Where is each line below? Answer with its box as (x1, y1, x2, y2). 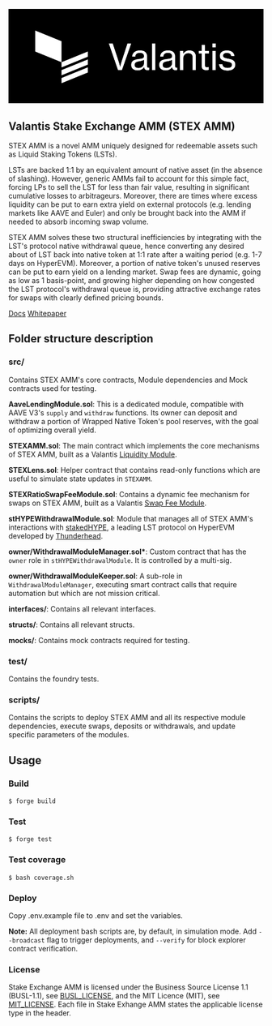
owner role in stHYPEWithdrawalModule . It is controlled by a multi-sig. (8, 555, 232, 565)
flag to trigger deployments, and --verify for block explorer (46, 934, 246, 945)
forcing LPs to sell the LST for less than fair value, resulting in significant (8, 182, 250, 192)
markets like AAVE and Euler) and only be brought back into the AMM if (8, 208, 246, 218)
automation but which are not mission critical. (8, 588, 160, 598)
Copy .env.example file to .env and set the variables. (8, 910, 184, 921)
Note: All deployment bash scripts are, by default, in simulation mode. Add (8, 926, 257, 936)
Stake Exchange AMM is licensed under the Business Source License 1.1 (8, 982, 249, 992)
